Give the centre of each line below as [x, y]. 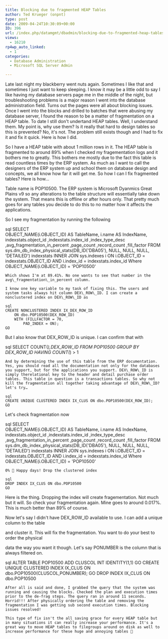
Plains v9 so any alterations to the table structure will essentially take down [82, 194]
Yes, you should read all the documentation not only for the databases [82, 366]
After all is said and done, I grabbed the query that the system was [80, 588]
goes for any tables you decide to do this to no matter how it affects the [79, 204]
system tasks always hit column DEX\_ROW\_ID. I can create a [71, 293]
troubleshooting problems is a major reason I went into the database [75, 100]
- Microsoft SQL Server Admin [41, 65]
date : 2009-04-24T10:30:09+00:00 [40, 24]
